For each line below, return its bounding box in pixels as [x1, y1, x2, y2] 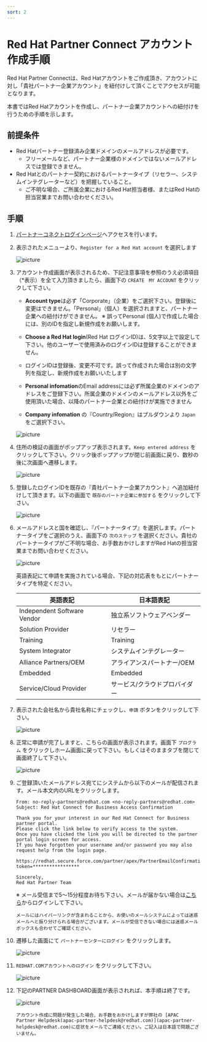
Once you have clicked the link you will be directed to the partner [15, 831, 198, 837]
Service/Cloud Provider [18, 684, 87, 693]
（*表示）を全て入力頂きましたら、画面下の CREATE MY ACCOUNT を [15, 276, 184, 284]
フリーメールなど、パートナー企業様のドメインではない [25, 155, 165, 163]
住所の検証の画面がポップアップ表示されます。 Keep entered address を [15, 444, 196, 451]
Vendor [18, 614, 41, 623]
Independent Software [18, 606, 84, 615]
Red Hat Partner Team [15, 880, 71, 886]
